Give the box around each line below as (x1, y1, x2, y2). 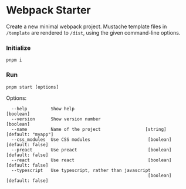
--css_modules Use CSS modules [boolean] (11, 136, 172, 143)
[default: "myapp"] (6, 131, 54, 137)
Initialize (6, 43, 31, 52)
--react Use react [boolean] (11, 157, 172, 163)
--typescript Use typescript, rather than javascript (11, 167, 151, 173)
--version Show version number (11, 116, 101, 122)
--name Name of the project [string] (11, 126, 167, 132)
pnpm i (6, 57, 22, 63)
